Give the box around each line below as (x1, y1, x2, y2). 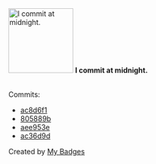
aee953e (19, 123, 50, 132)
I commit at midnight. (74, 65, 148, 75)
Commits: (8, 90, 40, 99)
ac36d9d (19, 131, 51, 141)
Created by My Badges (8, 147, 85, 156)
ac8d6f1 (19, 105, 48, 115)
